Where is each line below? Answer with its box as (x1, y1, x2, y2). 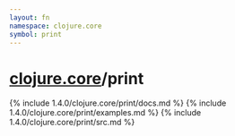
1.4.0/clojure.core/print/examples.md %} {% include (9, 107, 202, 118)
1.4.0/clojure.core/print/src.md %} (9, 117, 135, 128)
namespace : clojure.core (9, 21, 102, 30)
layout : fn (9, 13, 50, 22)
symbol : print (9, 30, 63, 38)
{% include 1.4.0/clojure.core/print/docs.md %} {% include (9, 98, 227, 108)
